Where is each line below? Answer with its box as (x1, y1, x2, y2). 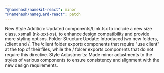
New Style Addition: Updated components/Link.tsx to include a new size (5, 25, 152, 31)
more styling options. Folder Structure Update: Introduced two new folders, (5, 36, 158, 42)
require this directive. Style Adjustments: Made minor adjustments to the (5, 51, 152, 57)
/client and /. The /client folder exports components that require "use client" (5, 41, 160, 47)
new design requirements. (5, 62, 58, 68)
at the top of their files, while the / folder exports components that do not (5, 46, 154, 52)
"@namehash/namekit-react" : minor (5, 7, 77, 12)
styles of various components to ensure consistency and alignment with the (5, 57, 160, 63)
